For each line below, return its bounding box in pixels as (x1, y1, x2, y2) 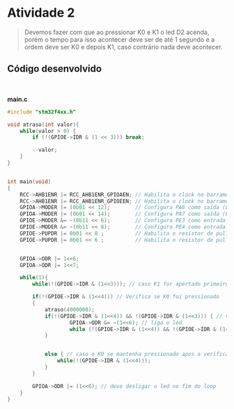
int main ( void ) (7, 178, 52, 185)
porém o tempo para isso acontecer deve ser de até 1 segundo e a (24, 35, 215, 43)
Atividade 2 (7, 5, 75, 21)
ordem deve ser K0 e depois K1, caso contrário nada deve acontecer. (24, 43, 223, 51)
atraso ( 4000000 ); (44, 306, 95, 313)
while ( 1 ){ (19, 274, 49, 281)
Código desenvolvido (7, 63, 102, 75)
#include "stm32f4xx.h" (7, 108, 77, 116)
